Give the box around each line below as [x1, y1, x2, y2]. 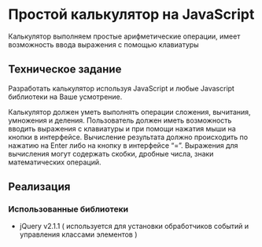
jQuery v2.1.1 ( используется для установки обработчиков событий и [19, 222, 249, 231]
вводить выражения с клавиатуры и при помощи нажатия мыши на [8, 124, 236, 133]
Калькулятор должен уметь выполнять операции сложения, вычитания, [8, 107, 251, 116]
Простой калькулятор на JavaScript [8, 6, 255, 24]
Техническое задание [8, 63, 122, 76]
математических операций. [8, 157, 101, 167]
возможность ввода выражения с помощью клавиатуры [8, 39, 199, 49]
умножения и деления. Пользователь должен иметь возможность [8, 116, 232, 125]
